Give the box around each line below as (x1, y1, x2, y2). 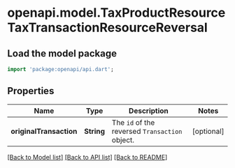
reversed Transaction (111, 126, 183, 136)
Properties (7, 85, 55, 97)
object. (111, 135, 135, 144)
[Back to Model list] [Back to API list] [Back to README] (7, 153, 168, 161)
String (83, 126, 106, 136)
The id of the (111, 117, 155, 127)
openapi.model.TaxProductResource (7, 5, 226, 21)
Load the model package (7, 47, 117, 59)
